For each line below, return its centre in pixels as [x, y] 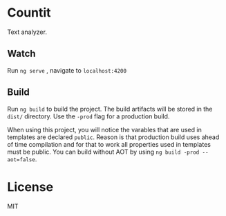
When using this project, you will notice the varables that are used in [104, 129]
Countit [29, 13]
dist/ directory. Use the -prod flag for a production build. [88, 116]
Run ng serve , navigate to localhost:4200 [67, 70]
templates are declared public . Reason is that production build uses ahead [113, 137]
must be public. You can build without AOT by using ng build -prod [103, 152]
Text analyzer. [27, 32]
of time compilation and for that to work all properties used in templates [109, 144]
